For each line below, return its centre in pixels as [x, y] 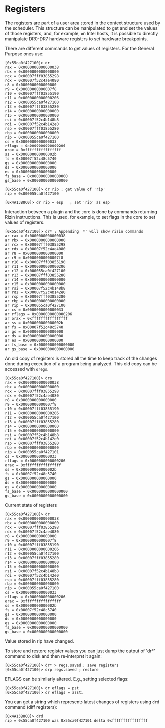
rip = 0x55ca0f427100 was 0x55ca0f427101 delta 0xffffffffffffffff [77, 720]
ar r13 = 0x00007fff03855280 [35, 275]
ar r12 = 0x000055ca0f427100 [35, 271]
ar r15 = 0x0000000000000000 [35, 284]
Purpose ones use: [24, 54]
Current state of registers [31, 505]
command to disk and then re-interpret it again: [53, 656]
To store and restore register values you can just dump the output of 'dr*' [80, 651]
